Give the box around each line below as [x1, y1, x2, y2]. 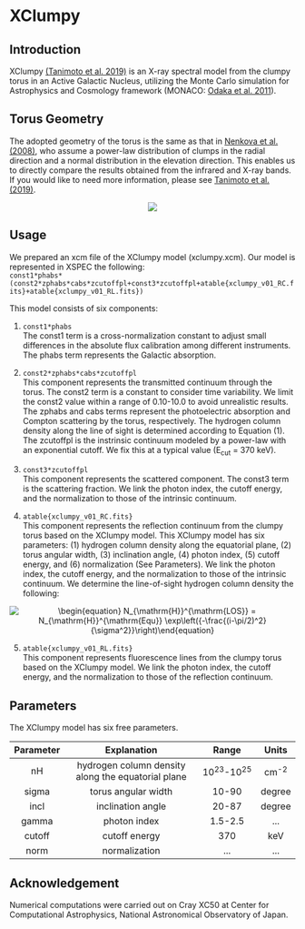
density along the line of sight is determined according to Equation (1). [22, 425, 286, 436]
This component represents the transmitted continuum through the [22, 377, 272, 388]
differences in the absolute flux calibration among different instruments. [22, 339, 291, 350]
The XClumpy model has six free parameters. [9, 722, 179, 733]
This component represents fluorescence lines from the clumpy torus [22, 652, 282, 663]
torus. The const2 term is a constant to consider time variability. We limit [22, 386, 294, 397]
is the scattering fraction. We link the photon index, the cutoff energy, [22, 483, 283, 494]
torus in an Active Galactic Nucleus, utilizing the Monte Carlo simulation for [9, 76, 290, 86]
